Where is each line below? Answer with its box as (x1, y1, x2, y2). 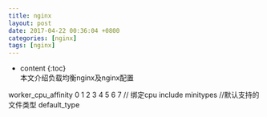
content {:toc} (19, 63, 67, 73)
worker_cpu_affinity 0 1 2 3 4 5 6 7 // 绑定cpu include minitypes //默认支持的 (8, 90, 260, 100)
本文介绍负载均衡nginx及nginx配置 (19, 73, 135, 83)
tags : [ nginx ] (8, 42, 56, 50)
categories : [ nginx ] (8, 34, 78, 42)
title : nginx (8, 11, 52, 20)
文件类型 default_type (8, 100, 80, 110)
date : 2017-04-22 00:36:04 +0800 (8, 26, 120, 34)
